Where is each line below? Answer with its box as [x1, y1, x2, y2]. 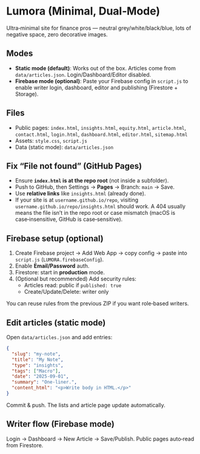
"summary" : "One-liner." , [12, 379, 78, 385]
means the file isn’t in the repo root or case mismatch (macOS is [15, 209, 176, 217]
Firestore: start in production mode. [15, 269, 105, 276]
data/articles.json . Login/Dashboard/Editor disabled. [15, 71, 152, 78]
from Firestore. [6, 441, 44, 449]
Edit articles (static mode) [6, 317, 106, 328]
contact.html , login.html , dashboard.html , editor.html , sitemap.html [15, 130, 188, 138]
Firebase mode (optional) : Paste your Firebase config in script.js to [15, 77, 188, 84]
